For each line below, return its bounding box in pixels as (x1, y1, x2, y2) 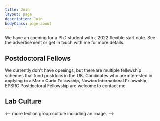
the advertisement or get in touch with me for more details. (5, 40, 125, 46)
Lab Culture (5, 97, 42, 106)
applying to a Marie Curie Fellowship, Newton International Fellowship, (5, 78, 148, 84)
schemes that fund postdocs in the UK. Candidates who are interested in (5, 73, 153, 79)
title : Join (5, 7, 30, 12)
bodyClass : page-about (5, 21, 52, 26)
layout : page (5, 12, 32, 17)
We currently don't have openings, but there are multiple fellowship (5, 67, 142, 73)
